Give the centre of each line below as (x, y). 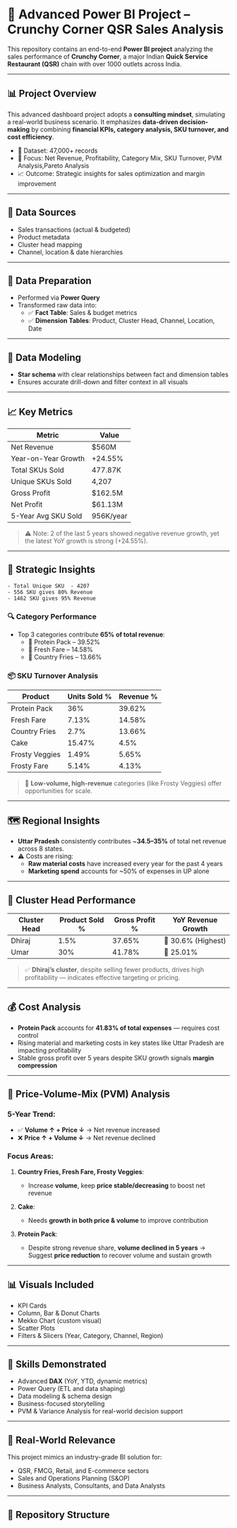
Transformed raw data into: (57, 305)
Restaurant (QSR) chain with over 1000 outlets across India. (95, 64)
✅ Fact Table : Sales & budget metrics (83, 313)
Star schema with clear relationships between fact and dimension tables (123, 374)
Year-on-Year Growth (48, 458)
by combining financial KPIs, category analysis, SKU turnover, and (130, 129)
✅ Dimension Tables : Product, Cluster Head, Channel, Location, (121, 321)
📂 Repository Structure (59, 1515)
